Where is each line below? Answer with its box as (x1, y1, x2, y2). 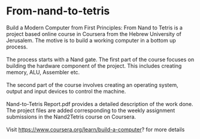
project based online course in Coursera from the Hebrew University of (6, 30, 181, 37)
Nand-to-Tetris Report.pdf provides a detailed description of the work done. (6, 100, 193, 107)
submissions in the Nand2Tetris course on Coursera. (6, 113, 137, 120)
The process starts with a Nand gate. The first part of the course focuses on (6, 56, 195, 63)
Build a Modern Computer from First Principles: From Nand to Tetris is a (6, 24, 183, 31)
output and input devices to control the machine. (6, 87, 126, 95)
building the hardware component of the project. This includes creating (6, 62, 182, 69)
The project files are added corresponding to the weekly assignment (6, 107, 175, 114)
